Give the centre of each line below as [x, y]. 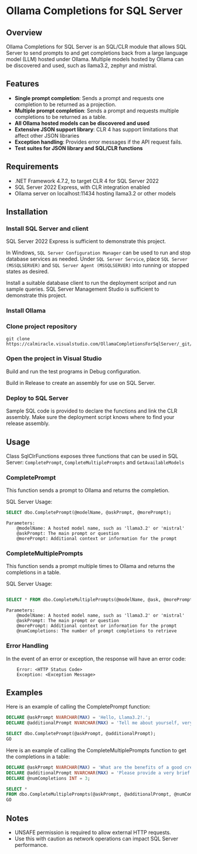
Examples [24, 692]
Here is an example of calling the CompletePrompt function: [78, 707]
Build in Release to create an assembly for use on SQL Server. [81, 383]
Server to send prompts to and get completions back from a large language [97, 53]
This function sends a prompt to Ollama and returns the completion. [88, 490]
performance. [31, 845]
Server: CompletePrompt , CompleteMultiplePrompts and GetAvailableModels [95, 462]
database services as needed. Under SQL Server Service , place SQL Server [97, 259]
